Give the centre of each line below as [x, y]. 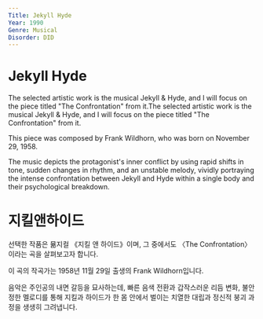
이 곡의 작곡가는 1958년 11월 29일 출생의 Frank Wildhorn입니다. [106, 271]
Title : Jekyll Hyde [40, 15]
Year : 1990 [26, 23]
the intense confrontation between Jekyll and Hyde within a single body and [131, 178]
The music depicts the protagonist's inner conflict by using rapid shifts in [126, 162]
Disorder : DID [31, 37]
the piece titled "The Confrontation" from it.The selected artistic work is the [130, 106]
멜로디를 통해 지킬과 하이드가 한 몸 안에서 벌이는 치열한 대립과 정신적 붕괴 [135, 297]
